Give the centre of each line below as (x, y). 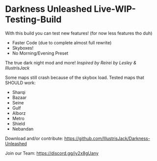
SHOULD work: (20, 83)
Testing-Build (33, 19)
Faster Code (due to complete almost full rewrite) (62, 42)
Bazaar (19, 97)
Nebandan (23, 129)
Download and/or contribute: (34, 138)
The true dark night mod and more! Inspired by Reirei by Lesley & (71, 63)
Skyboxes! (23, 48)
